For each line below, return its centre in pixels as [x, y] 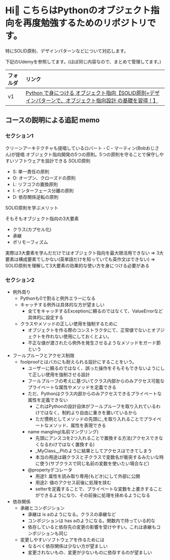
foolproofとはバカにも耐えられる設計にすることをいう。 [78, 362]
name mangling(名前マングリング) [63, 431]
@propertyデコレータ [50, 470]
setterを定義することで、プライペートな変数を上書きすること [99, 489]
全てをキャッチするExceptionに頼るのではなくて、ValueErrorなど [95, 311]
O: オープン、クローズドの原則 [44, 178]
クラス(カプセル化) [32, 229]
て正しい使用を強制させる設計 [59, 375]
